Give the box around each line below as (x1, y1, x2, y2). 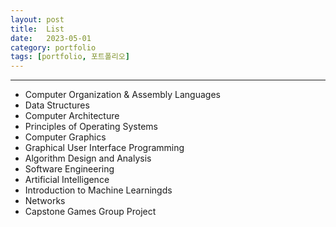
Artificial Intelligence (24, 174, 110, 186)
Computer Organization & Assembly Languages (24, 89, 221, 101)
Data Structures (24, 99, 90, 111)
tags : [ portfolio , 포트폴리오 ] (10, 52, 130, 62)
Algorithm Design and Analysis (24, 152, 152, 165)
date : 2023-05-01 (10, 33, 92, 43)
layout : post (10, 14, 65, 25)
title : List (10, 24, 65, 34)
